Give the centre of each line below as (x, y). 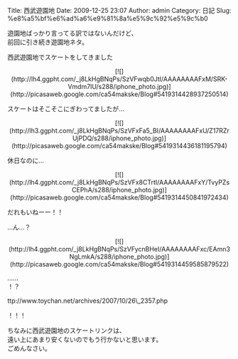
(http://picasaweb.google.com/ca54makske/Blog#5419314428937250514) (119, 94)
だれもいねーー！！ (36, 212)
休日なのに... (26, 160)
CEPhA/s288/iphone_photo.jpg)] (119, 190)
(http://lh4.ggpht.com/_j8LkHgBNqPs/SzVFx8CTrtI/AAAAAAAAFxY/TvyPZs (119, 182)
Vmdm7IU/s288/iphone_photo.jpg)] (119, 87)
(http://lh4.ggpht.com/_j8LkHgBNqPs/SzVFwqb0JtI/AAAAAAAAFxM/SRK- (119, 79)
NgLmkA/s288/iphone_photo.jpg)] (119, 256)
